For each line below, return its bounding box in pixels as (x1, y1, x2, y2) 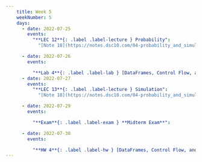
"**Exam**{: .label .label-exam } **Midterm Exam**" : (32, 119, 171, 125)
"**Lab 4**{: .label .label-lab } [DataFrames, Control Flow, (32, 70, 192, 76)
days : (16, 20, 31, 26)
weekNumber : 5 (16, 14, 52, 20)
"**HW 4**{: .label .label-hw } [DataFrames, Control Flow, (32, 147, 187, 153)
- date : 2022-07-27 (21, 75, 71, 81)
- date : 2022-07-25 (21, 25, 71, 32)
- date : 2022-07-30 (21, 130, 71, 136)
